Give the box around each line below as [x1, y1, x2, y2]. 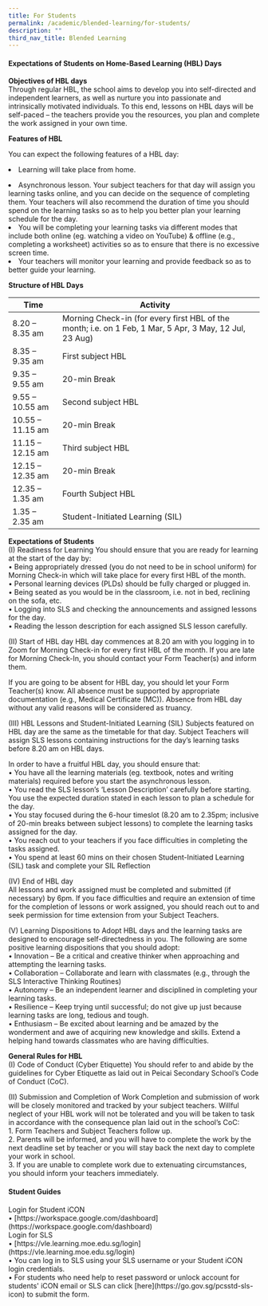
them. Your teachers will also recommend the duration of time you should [8, 197, 250, 207]
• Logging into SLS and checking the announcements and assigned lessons [8, 604, 258, 614]
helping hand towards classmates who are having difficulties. [8, 1036, 210, 1045]
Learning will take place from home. [18, 165, 136, 175]
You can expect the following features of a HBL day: [8, 149, 179, 159]
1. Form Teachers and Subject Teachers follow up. [8, 1126, 173, 1136]
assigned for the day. [8, 827, 78, 837]
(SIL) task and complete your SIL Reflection [8, 861, 151, 871]
